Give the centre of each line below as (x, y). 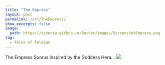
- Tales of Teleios (30, 42)
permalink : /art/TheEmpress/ (36, 19)
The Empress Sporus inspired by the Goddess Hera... (60, 57)
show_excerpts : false (28, 24)
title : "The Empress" (28, 10)
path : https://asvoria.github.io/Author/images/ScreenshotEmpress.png (85, 33)
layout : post (19, 14)
